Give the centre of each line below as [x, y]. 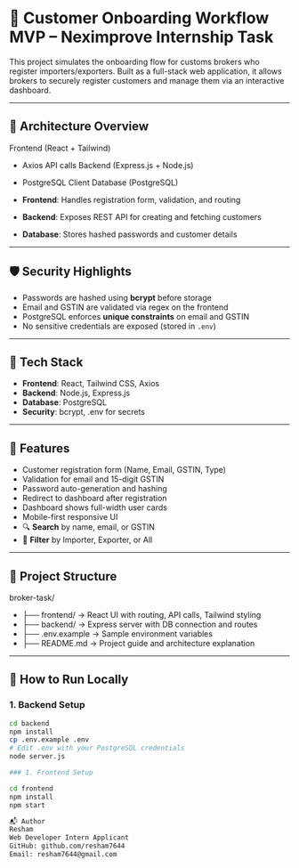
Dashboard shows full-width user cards [94, 507]
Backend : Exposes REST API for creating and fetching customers [142, 216]
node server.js [37, 757]
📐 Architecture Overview [79, 127]
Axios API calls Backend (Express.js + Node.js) [108, 165]
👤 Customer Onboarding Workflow [139, 18]
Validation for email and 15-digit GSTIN [93, 479]
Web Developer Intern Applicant [69, 838]
